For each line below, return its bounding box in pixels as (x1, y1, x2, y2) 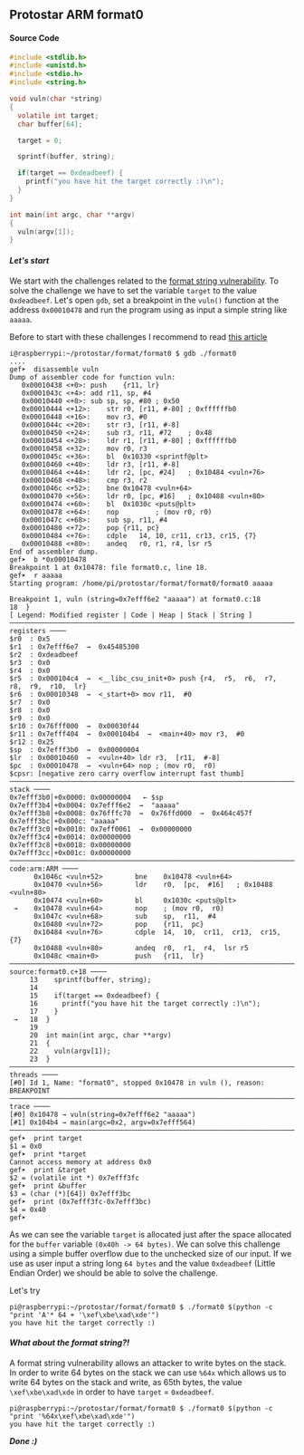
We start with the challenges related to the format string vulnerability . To (9, 275, 279, 286)
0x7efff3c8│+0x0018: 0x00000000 (9, 840, 131, 850)
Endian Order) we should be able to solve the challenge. (9, 1267, 219, 1278)
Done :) (9, 1435, 38, 1446)
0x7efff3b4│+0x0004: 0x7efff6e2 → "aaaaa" (9, 801, 180, 810)
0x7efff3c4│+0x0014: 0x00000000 (9, 833, 131, 842)
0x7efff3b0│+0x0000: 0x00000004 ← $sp (9, 793, 165, 802)
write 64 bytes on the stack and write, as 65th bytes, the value (9, 1376, 242, 1387)
